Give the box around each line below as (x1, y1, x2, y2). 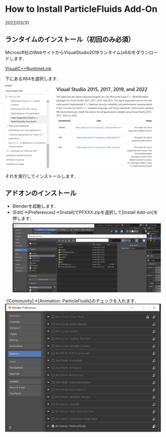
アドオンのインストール (5, 189, 77, 198)
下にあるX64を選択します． (5, 76, 61, 81)
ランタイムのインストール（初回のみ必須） (5, 36, 135, 44)
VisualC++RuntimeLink (5, 65, 52, 71)
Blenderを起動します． (12, 203, 59, 209)
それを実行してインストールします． (5, 173, 79, 179)
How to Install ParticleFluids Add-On (5, 3, 158, 15)
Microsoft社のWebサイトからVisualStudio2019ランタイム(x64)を (5, 49, 136, 55)
